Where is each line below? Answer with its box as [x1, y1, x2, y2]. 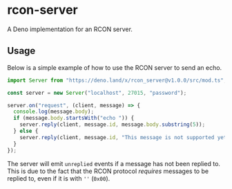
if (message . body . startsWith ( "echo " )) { [13, 115, 135, 122]
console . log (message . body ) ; [13, 108, 95, 116]
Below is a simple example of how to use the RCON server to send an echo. [7, 63, 222, 71]
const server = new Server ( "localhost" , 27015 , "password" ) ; [7, 89, 187, 96]
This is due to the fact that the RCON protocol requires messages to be [7, 167, 209, 175]
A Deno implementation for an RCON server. [7, 25, 133, 33]
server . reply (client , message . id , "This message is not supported [19, 134, 215, 141]
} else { [13, 127, 39, 134]
